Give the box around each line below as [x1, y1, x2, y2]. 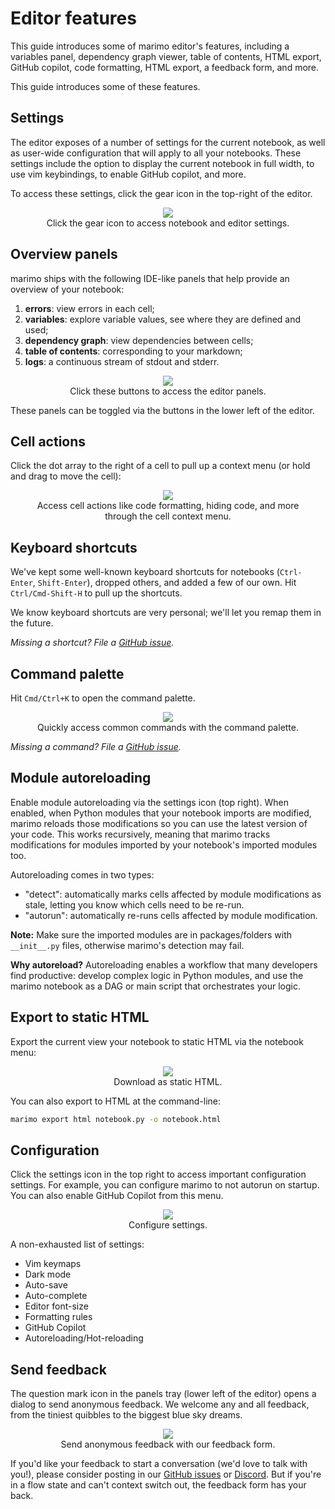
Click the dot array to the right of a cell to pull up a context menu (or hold [10, 460, 311, 472]
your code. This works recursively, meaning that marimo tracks [10, 828, 271, 840]
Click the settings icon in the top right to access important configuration [10, 1168, 307, 1181]
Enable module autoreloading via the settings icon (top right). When [10, 796, 289, 808]
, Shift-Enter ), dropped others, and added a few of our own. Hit [32, 577, 297, 589]
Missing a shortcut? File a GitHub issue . [10, 637, 175, 649]
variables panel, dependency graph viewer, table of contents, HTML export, [10, 50, 322, 62]
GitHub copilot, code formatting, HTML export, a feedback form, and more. [10, 61, 320, 73]
